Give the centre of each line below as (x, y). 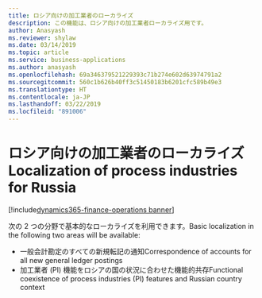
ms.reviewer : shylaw (42, 38)
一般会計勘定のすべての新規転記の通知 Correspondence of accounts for (135, 251)
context (32, 287)
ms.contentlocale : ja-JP (49, 97)
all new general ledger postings (71, 260)
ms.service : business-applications (67, 60)
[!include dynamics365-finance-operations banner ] (91, 209)
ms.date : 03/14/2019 (42, 45)
